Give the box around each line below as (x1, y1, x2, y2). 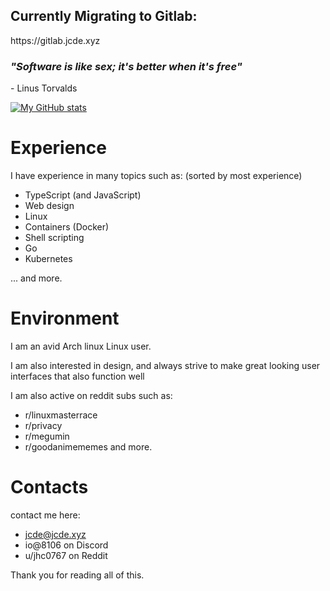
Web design (24, 200, 75, 212)
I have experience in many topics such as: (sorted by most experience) (10, 170, 303, 182)
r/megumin (24, 430, 70, 442)
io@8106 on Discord (24, 539, 109, 551)
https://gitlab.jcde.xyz (10, 34, 101, 46)
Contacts (10, 476, 89, 499)
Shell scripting (24, 232, 85, 244)
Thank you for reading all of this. (10, 569, 145, 581)
